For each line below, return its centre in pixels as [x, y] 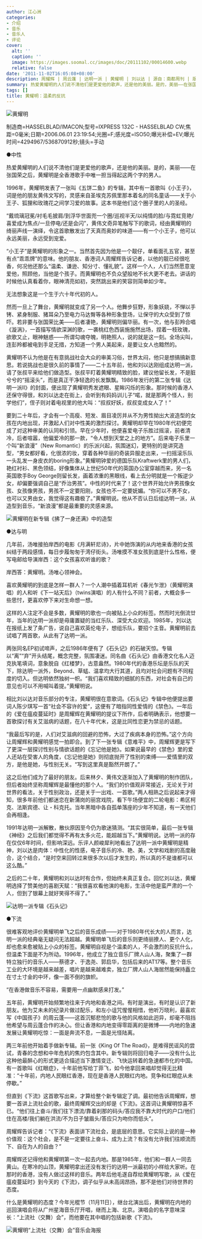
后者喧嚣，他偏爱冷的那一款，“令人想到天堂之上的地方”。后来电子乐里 [103, 438]
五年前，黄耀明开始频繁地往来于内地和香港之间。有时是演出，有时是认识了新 [101, 1002]
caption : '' [27, 57]
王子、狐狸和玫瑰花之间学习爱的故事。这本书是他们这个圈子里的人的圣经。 [98, 203]
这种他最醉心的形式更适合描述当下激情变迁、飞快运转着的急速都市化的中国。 [101, 1060]
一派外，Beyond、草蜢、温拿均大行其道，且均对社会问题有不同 [110, 670]
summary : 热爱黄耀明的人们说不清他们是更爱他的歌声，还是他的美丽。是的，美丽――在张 [99, 85]
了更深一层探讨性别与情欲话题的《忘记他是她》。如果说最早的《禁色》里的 [97, 749]
